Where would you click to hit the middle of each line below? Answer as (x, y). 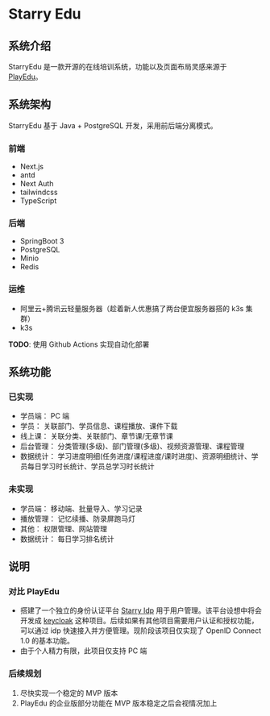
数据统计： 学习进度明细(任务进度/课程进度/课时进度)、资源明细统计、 (136, 456)
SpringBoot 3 (42, 241)
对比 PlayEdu (34, 591)
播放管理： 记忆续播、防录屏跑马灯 (77, 518)
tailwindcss (39, 192)
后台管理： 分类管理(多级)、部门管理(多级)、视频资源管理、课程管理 (132, 446)
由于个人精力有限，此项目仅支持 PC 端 (83, 651)
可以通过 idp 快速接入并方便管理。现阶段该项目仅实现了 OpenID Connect (141, 631)
